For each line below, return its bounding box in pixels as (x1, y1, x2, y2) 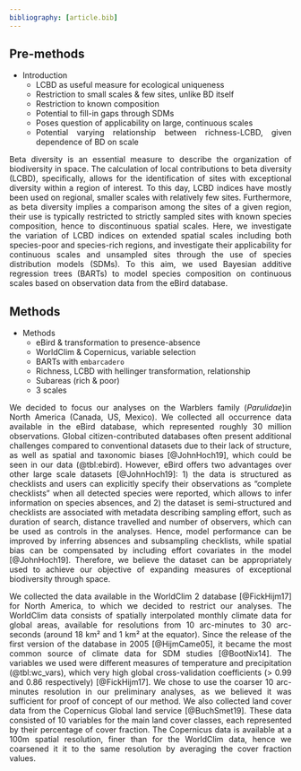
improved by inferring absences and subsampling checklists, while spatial (9, 535, 292, 547)
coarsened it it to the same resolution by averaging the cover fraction (9, 743, 292, 754)
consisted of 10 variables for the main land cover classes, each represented (9, 715, 292, 726)
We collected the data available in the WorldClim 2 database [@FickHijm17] (9, 591, 292, 602)
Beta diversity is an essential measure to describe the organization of (9, 154, 292, 165)
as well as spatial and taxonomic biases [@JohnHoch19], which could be (9, 450, 292, 461)
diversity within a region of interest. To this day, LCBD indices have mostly (9, 183, 292, 194)
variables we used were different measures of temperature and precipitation (9, 658, 292, 669)
